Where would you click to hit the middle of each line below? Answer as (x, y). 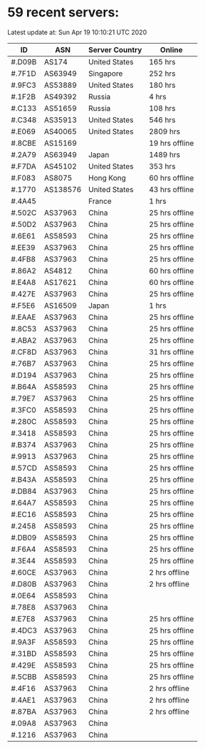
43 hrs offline (172, 189)
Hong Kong (107, 178)
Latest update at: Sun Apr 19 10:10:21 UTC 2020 (77, 32)
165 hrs (162, 61)
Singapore (105, 74)
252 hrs (162, 74)
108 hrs (162, 108)
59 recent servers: (63, 12)
